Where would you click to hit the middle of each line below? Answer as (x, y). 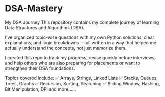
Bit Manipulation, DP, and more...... (41, 89)
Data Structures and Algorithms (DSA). (45, 27)
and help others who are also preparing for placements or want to (73, 63)
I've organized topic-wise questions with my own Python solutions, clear (80, 37)
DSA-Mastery (34, 9)
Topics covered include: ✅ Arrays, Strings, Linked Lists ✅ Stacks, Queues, (82, 78)
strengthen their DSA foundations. (40, 68)
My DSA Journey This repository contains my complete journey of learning (82, 22)
